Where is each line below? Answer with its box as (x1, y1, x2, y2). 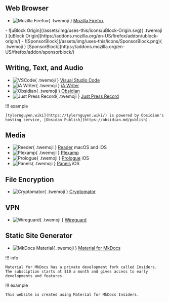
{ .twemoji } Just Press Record (55, 93, 119, 99)
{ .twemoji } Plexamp (35, 149, 79, 156)
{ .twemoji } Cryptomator (44, 188, 96, 195)
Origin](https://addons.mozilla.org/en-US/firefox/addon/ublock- (25, 32, 158, 39)
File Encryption (5, 175, 54, 184)
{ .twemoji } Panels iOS (31, 161, 80, 167)
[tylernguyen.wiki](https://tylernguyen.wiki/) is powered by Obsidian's (5, 112, 164, 118)
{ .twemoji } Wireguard (39, 217, 87, 223)
